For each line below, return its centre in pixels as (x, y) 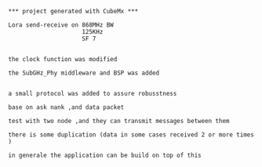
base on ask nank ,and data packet (66, 107)
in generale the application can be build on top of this (105, 155)
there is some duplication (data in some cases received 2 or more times (131, 135)
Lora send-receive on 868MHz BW (61, 25)
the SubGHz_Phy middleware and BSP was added (84, 73)
